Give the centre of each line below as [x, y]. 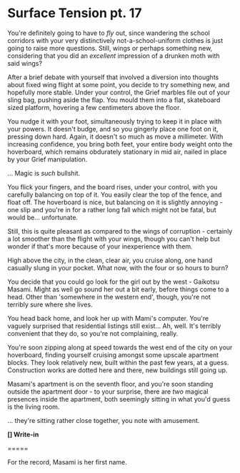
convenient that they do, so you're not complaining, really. [93, 333]
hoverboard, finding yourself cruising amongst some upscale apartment [113, 354]
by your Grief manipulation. [47, 159]
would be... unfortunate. [43, 217]
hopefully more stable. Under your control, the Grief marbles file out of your [119, 92]
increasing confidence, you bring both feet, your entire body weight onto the [120, 144]
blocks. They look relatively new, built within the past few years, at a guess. [118, 362]
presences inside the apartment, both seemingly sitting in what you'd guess [119, 399]
